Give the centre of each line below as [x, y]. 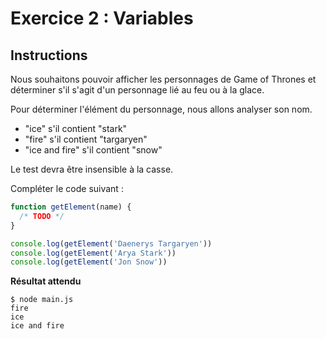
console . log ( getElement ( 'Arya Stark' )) [93, 253]
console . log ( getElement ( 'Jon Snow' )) [89, 262]
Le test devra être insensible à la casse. [92, 169]
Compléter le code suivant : [67, 188]
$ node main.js [42, 300]
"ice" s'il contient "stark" [76, 128]
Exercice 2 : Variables [102, 18]
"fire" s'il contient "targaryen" [86, 139]
